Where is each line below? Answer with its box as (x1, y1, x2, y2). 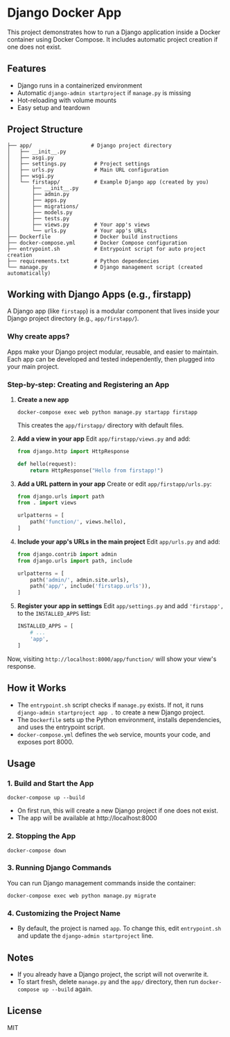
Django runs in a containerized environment (17, 81, 143, 90)
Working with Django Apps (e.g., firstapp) (7, 288, 192, 300)
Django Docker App (7, 5, 122, 21)
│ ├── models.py (7, 209, 73, 216)
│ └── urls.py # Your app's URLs (7, 227, 148, 234)
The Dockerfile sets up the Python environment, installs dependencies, (17, 715, 222, 724)
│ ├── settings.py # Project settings (7, 160, 150, 168)
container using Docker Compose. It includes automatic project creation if (7, 35, 218, 43)
